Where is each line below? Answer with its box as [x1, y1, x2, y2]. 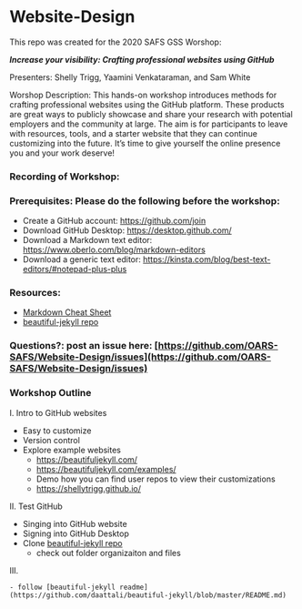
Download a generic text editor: [22, 254, 141, 265]
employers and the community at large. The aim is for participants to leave [9, 118, 288, 129]
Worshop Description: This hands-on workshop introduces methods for [9, 89, 277, 100]
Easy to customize [22, 425, 92, 436]
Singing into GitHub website [22, 518, 127, 529]
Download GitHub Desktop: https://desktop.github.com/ [22, 225, 232, 236]
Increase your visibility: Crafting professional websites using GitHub [9, 54, 275, 65]
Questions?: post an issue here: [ [9, 340, 159, 352]
